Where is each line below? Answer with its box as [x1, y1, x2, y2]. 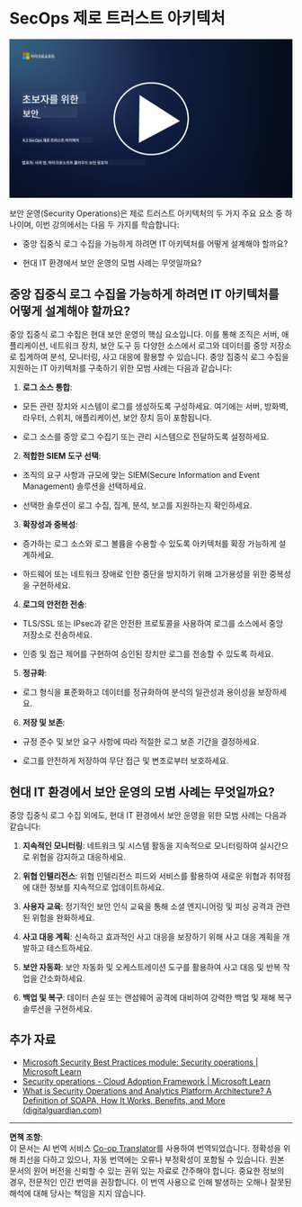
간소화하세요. [39, 973, 85, 984]
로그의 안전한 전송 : [22, 599, 87, 610]
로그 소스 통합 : [22, 382, 73, 392]
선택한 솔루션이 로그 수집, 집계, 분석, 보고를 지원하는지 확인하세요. [22, 500, 253, 511]
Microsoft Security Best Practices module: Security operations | [22, 1057, 259, 1067]
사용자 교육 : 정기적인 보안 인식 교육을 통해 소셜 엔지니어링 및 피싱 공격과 [22, 901, 274, 912]
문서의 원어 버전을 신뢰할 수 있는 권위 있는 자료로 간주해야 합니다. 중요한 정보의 [9, 1165, 285, 1175]
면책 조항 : [9, 1131, 43, 1142]
